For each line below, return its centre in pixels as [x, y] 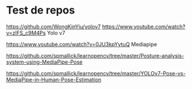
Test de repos [41, 10]
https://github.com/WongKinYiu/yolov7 [53, 27]
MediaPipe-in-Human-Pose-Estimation [54, 80]
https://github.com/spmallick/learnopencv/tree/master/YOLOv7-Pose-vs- [96, 73]
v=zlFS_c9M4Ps [26, 32]
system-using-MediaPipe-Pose [45, 62]
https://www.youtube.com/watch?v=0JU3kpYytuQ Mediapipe [82, 44]
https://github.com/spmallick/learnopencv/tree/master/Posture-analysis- [95, 55]
